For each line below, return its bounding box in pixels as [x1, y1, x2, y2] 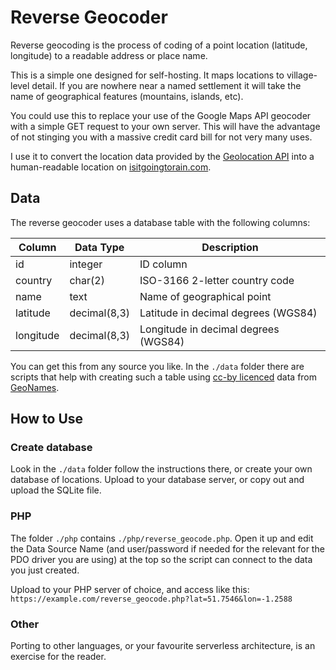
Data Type [74, 240, 125, 254]
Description [201, 240, 259, 254]
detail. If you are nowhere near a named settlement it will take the [31, 79, 302, 91]
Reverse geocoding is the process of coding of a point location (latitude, [10, 39, 308, 51]
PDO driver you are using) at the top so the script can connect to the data [10, 553, 313, 565]
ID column [139, 257, 188, 271]
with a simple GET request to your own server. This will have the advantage [10, 120, 321, 132]
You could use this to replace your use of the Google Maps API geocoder [10, 109, 312, 121]
